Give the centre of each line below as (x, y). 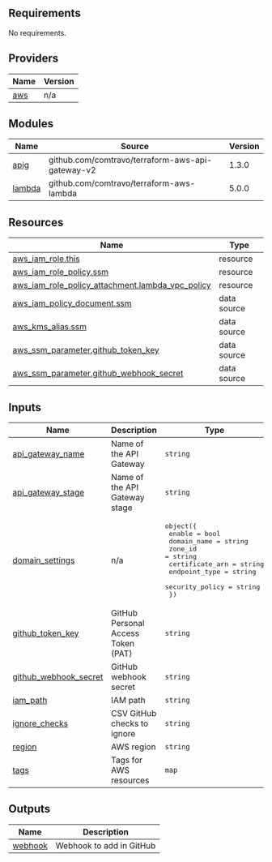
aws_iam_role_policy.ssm (61, 272)
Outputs (30, 809)
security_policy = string (212, 587)
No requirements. (38, 32)
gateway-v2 (72, 170)
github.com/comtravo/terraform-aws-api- (130, 160)
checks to (130, 723)
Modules (31, 124)
